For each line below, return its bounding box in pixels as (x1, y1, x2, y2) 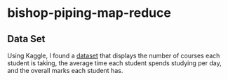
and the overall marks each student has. (7, 67, 123, 74)
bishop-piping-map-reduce (7, 5, 172, 21)
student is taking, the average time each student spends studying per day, (7, 59, 222, 67)
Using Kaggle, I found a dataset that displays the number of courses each (7, 51, 220, 60)
